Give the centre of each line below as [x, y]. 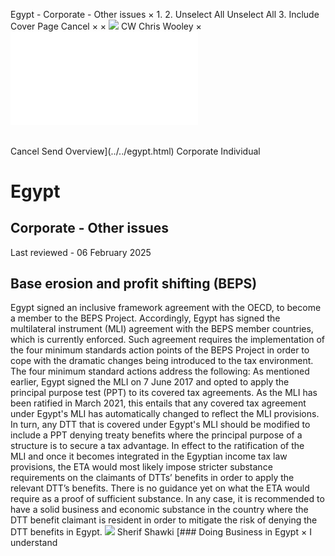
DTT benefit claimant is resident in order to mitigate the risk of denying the [164, 520]
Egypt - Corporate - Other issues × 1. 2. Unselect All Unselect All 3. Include [165, 14]
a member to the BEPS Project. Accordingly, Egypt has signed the [145, 318]
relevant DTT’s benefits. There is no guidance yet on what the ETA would [160, 488]
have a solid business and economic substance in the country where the [159, 510]
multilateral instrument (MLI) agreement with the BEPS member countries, [162, 329]
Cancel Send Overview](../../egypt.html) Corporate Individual [135, 151]
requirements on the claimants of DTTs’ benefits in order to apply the [152, 478]
